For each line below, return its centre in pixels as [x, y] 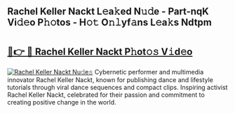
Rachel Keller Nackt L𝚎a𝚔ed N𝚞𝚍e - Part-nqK [108, 12]
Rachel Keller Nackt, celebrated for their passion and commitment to [106, 95]
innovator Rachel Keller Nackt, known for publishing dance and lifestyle [110, 80]
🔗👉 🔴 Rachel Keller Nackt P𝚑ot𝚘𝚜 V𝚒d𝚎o [100, 52]
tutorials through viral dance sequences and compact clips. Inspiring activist [117, 87]
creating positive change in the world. [62, 102]
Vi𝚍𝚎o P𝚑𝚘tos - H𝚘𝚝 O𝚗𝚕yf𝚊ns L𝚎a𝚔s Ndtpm [109, 23]
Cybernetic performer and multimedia [149, 72]
